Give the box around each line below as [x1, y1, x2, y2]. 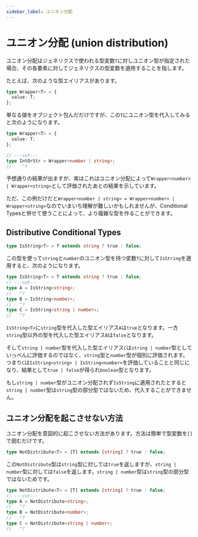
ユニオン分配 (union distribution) [6, 36, 169, 49]
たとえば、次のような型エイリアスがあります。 [6, 77, 120, 84]
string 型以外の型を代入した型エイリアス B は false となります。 [6, 331, 157, 339]
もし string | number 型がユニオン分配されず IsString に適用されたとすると [6, 379, 187, 386]
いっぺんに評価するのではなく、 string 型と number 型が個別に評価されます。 [6, 352, 189, 359]
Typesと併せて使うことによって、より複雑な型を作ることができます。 [6, 210, 176, 217]
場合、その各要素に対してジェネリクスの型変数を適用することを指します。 [6, 64, 187, 71]
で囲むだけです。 [6, 437, 47, 444]
